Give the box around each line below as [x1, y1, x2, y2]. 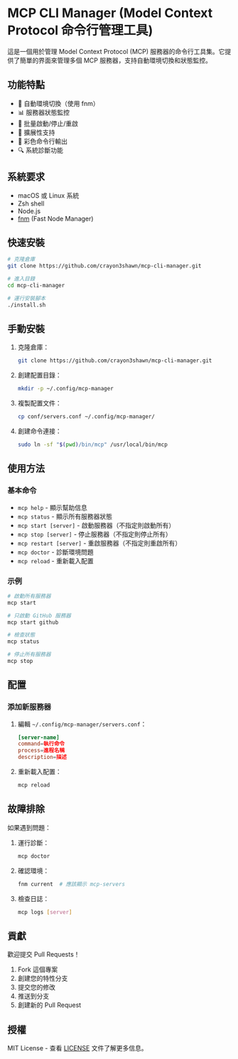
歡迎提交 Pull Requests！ [7, 950, 80, 959]
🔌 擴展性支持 [17, 128, 55, 137]
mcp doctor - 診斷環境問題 [17, 548, 94, 556]
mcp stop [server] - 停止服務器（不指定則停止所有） [17, 530, 172, 538]
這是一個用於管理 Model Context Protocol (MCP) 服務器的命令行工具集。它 [7, 47, 225, 55]
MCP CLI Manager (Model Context [7, 5, 213, 21]
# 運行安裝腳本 [7, 294, 46, 302]
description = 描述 [17, 754, 67, 761]
